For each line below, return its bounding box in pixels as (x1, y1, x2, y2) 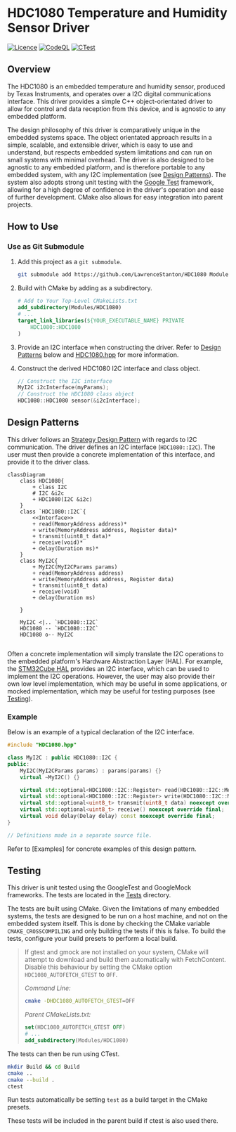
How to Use (7, 221, 59, 233)
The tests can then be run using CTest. (7, 1049, 120, 1058)
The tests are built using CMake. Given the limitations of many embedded (7, 904, 220, 913)
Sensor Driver (7, 20, 90, 36)
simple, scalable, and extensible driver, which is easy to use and (7, 141, 193, 149)
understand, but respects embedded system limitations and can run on (7, 148, 213, 156)
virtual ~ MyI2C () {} (20, 774, 80, 781)
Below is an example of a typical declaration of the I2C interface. (7, 728, 195, 736)
